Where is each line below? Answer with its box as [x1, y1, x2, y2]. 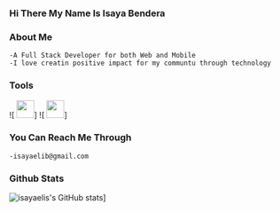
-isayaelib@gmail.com [9, 152, 89, 161]
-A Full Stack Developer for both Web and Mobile [9, 51, 197, 60]
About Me [9, 30, 53, 43]
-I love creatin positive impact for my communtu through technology [9, 59, 272, 68]
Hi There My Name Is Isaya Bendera [9, 7, 166, 20]
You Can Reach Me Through [9, 131, 132, 144]
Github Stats [9, 172, 65, 185]
